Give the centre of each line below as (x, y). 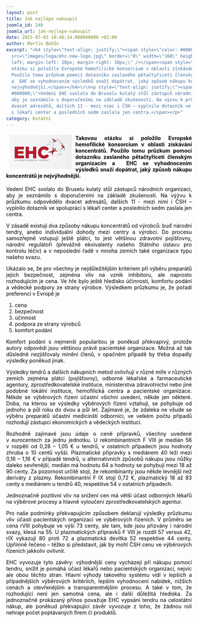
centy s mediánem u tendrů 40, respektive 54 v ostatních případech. (89, 484)
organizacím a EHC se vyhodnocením (134, 163)
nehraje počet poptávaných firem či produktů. (62, 613)
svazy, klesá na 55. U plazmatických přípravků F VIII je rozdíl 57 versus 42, (99, 532)
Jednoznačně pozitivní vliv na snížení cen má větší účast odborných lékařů (99, 495)
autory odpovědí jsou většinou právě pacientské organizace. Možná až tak (99, 348)
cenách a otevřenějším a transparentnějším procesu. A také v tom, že (99, 587)
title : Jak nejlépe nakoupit (42, 19)
